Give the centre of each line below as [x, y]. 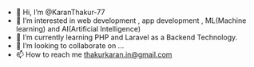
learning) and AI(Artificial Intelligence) [78, 29]
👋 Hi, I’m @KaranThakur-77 [60, 12]
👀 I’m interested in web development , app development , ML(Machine [131, 20]
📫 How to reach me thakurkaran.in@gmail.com [94, 54]
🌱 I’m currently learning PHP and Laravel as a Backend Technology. [127, 37]
